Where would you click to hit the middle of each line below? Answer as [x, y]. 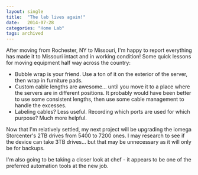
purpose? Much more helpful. [51, 118]
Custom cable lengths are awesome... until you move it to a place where [102, 87]
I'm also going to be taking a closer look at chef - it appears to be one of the [99, 160]
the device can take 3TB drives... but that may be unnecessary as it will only [99, 142]
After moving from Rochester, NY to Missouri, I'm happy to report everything [99, 50]
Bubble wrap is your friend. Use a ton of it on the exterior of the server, [101, 74]
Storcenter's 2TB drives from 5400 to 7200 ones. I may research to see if [95, 136]
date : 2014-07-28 [30, 22]
